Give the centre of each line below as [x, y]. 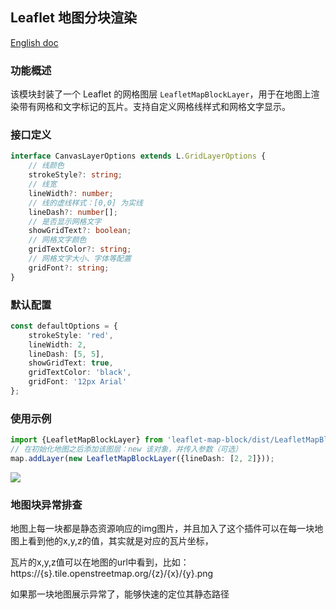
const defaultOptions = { [64, 326]
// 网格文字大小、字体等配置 [80, 259]
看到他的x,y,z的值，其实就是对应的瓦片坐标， [120, 541]
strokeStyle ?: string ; [75, 175]
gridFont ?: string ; [69, 268]
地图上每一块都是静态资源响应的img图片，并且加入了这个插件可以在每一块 [162, 529]
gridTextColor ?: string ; [80, 249]
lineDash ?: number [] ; [73, 212]
